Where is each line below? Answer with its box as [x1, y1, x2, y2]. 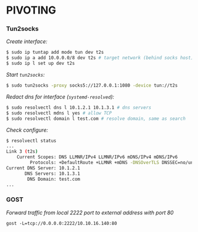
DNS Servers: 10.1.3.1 [24, 171, 81, 177]
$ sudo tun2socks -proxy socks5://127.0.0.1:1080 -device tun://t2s [6, 83, 178, 89]
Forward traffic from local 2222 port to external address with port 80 [6, 209, 174, 216]
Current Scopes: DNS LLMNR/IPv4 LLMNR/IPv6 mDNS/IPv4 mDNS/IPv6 [16, 154, 178, 160]
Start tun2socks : [6, 71, 45, 79]
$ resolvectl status [6, 138, 57, 143]
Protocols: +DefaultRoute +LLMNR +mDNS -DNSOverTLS [29, 160, 160, 166]
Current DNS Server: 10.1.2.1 [6, 165, 81, 171]
